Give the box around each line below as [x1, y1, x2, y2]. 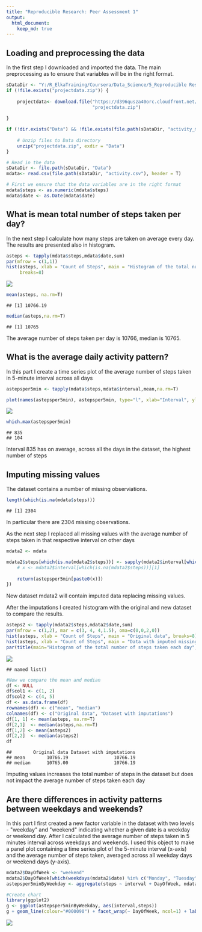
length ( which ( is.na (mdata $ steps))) [6, 497, 96, 503]
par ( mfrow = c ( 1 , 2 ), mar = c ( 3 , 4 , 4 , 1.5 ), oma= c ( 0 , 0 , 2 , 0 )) [6, 628, 161, 634]
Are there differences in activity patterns [6, 794, 162, 804]
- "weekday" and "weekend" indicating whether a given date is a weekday [6, 826, 191, 833]
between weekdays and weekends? [6, 804, 143, 814]
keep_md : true [17, 25, 52, 32]
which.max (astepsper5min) [6, 419, 71, 425]
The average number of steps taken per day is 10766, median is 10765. [6, 335, 182, 342]
